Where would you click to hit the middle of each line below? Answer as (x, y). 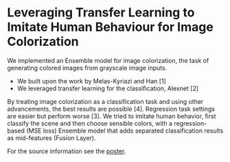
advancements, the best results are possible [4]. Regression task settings (111, 109)
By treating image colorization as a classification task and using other (105, 101)
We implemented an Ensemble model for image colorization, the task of (108, 60)
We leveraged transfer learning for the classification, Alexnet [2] (108, 88)
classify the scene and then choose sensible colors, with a (90, 123)
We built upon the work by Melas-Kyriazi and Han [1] (91, 81)
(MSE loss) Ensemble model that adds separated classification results (125, 131)
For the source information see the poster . (67, 151)
